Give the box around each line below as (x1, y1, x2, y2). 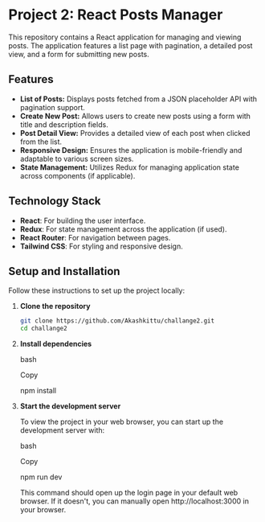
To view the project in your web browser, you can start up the (19, 417, 223, 427)
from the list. (19, 137, 63, 146)
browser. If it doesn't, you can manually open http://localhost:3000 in (19, 496, 249, 506)
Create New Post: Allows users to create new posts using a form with (19, 111, 251, 121)
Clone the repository (19, 302, 91, 311)
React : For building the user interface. (19, 216, 146, 225)
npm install (19, 386, 57, 396)
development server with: (19, 425, 105, 435)
